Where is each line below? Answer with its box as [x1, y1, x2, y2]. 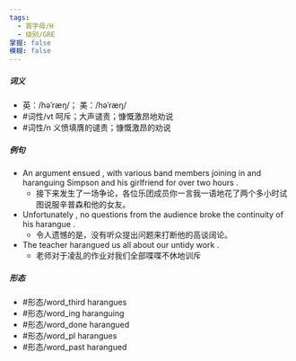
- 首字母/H [17, 22, 54, 31]
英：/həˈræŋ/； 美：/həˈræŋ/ [22, 100, 127, 110]
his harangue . [22, 219, 76, 230]
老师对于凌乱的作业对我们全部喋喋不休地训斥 [35, 251, 202, 261]
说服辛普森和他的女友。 [43, 199, 131, 210]
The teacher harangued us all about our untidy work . [22, 240, 220, 251]
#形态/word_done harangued [22, 320, 130, 330]
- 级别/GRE [17, 30, 56, 39]
